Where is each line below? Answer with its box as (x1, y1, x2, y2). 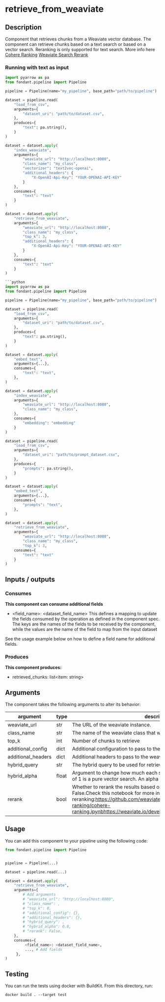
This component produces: (5, 664, 62, 670)
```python (5, 280, 26, 285)
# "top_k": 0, (23, 906, 52, 911)
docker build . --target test (5, 993, 67, 998)
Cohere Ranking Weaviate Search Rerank (5, 52, 88, 58)
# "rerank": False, (23, 929, 63, 934)
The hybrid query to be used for (72, 761, 146, 768)
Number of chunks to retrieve (72, 737, 140, 744)
